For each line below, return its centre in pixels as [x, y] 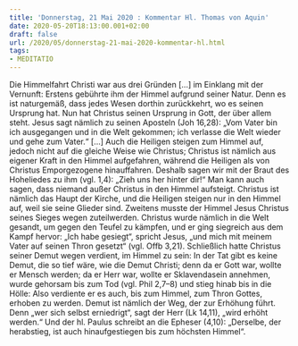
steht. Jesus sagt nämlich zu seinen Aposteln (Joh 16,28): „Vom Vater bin [144, 122]
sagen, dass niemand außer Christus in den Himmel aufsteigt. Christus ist [144, 189]
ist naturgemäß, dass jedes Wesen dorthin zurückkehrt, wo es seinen [137, 103]
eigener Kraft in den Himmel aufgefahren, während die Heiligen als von [140, 160]
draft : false [33, 34]
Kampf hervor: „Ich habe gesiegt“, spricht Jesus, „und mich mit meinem [141, 236]
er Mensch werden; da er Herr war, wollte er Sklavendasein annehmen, [140, 274]
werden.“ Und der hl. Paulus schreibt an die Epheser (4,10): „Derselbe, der [145, 322]
